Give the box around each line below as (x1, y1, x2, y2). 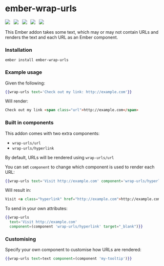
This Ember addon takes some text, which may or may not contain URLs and (5, 29, 159, 35)
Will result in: (5, 187, 31, 193)
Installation (5, 46, 33, 53)
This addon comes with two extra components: (5, 130, 100, 136)
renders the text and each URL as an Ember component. (5, 34, 118, 40)
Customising (5, 235, 36, 242)
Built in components (5, 119, 54, 126)
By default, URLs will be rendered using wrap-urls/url (5, 154, 114, 160)
